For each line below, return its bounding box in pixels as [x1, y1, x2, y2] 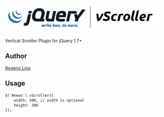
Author [5, 52, 27, 60]
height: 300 [14, 103, 38, 108]
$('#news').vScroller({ [5, 93, 54, 98]
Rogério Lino [5, 65, 31, 71]
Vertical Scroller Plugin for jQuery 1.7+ [5, 37, 82, 43]
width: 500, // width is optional [14, 98, 84, 103]
